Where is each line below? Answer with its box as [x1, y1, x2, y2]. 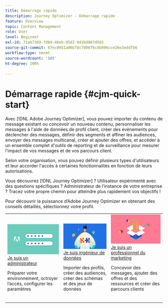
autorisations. [5, 168, 33, 174]
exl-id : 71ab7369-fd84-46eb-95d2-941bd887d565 [5, 40, 104, 45]
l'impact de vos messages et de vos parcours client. [5, 148, 112, 154]
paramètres [7, 286, 31, 292]
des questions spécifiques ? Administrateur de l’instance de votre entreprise [5, 183, 162, 189]
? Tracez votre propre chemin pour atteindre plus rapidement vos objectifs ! [5, 189, 161, 195]
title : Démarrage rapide [5, 8, 57, 13]
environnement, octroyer [7, 275, 58, 281]
